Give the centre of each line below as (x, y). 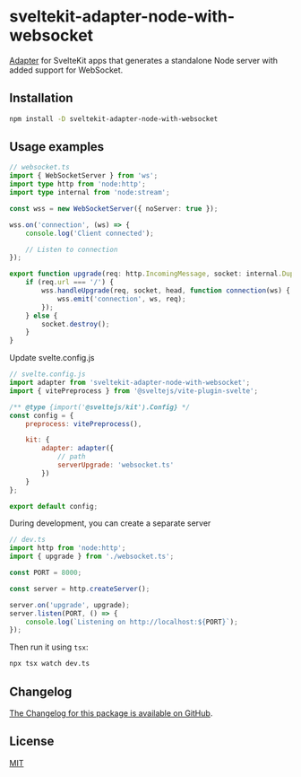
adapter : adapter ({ (78, 449)
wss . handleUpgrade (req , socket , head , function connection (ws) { (166, 291)
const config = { (42, 415)
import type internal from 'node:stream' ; (90, 193)
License (32, 742)
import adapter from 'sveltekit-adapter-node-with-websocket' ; (130, 383)
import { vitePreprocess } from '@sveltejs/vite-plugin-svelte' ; (133, 391)
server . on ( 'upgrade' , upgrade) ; (69, 605)
